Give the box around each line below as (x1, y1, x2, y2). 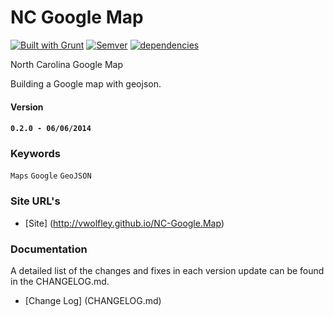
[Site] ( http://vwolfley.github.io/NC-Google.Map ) (24, 217, 225, 229)
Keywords (10, 147, 61, 161)
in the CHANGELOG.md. (10, 276, 110, 288)
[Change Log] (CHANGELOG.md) (24, 295, 162, 307)
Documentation (10, 242, 88, 256)
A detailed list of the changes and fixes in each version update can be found (10, 265, 325, 277)
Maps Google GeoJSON (10, 171, 92, 181)
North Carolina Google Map (10, 58, 123, 70)
